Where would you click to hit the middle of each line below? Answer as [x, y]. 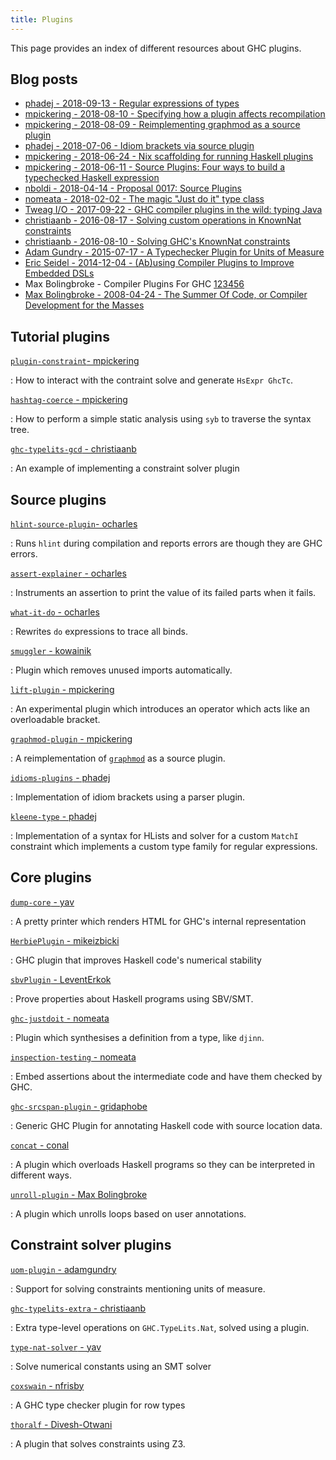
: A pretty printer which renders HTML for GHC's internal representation [158, 921]
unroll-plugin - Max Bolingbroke [79, 1194]
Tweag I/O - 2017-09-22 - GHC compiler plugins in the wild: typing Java [173, 210]
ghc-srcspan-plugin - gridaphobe [79, 1106]
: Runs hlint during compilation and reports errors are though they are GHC [166, 543]
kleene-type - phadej [53, 817]
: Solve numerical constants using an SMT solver [111, 1366]
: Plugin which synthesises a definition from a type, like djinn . [137, 1037]
